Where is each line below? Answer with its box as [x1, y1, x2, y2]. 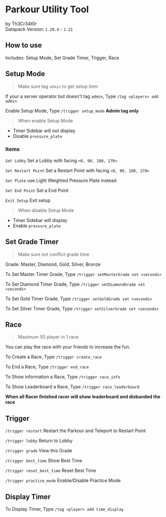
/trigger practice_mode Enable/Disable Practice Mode [5, 477, 121, 484]
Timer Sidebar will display [12, 217, 68, 223]
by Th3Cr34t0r [5, 21, 37, 27]
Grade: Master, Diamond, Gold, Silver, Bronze [5, 261, 101, 267]
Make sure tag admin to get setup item [17, 83, 98, 89]
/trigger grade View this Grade [5, 448, 73, 454]
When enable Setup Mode [17, 117, 73, 124]
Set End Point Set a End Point [5, 187, 69, 193]
